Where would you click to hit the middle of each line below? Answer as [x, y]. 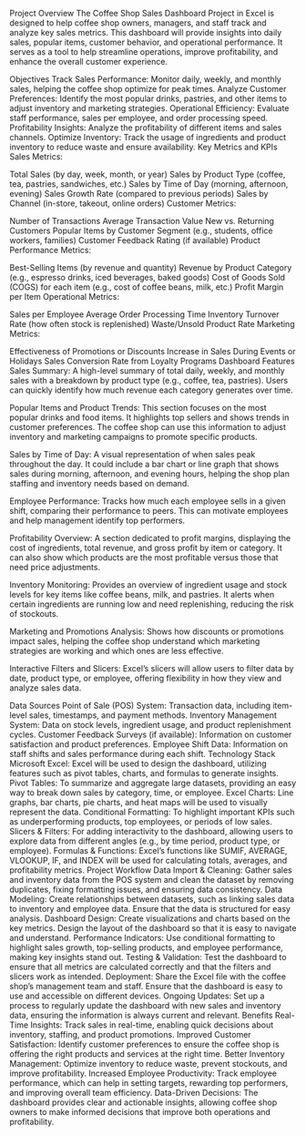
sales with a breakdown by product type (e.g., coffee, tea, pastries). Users [149, 380]
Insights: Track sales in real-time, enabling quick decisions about [152, 1025]
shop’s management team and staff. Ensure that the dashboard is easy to [146, 986]
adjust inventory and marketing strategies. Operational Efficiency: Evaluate [149, 108]
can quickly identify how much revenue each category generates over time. [151, 390]
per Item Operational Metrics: [65, 297]
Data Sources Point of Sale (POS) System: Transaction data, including [140, 706]
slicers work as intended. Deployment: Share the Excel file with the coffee [148, 977]
